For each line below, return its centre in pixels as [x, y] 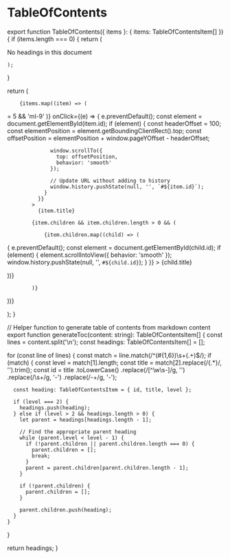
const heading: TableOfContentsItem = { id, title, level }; [103, 389]
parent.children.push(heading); [66, 510]
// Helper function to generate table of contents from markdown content [109, 327]
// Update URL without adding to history [110, 181]
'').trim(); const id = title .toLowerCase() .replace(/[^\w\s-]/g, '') [96, 369]
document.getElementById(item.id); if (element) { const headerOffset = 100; [114, 123]
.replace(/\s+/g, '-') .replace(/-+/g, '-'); [62, 377]
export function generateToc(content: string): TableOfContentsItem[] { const [115, 334]
